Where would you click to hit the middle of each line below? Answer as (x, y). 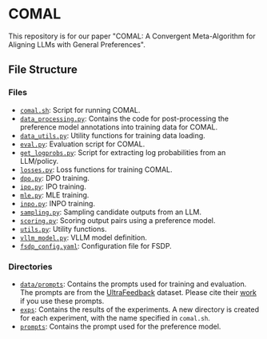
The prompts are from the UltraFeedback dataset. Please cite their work (138, 292)
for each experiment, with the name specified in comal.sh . (115, 317)
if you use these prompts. (62, 301)
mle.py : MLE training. (54, 195)
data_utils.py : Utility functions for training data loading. (112, 135)
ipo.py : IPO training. (53, 186)
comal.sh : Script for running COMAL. (80, 110)
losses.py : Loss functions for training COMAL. (96, 169)
